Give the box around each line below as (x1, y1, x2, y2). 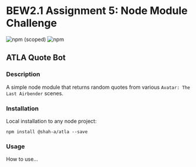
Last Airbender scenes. (6, 89, 63, 97)
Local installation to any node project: (6, 117, 97, 124)
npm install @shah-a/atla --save (6, 128, 88, 135)
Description (6, 70, 40, 78)
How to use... (6, 156, 38, 163)
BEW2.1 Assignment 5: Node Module (6, 4, 188, 18)
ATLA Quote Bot (6, 53, 66, 62)
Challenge (6, 16, 58, 30)
